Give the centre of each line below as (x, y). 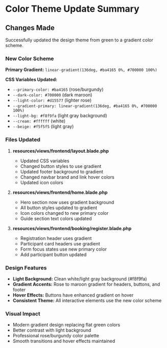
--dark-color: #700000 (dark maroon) (52, 95)
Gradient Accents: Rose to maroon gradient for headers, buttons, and (86, 284)
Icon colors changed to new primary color (64, 213)
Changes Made (30, 28)
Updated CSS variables (45, 161)
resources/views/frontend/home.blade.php (60, 192)
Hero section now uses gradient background (67, 202)
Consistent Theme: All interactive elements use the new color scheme (87, 300)
